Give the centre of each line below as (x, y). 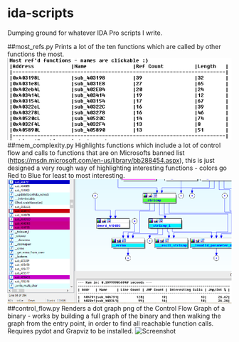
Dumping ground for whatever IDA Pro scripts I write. (85, 33)
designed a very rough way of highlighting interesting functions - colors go (117, 168)
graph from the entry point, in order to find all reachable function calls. (111, 323)
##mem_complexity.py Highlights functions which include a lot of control (114, 145)
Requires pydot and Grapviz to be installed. (70, 331)
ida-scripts (41, 13)
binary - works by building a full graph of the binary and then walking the (115, 316)
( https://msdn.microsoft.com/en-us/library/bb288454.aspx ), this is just (111, 160)
